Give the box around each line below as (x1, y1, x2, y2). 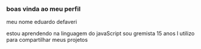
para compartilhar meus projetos (6, 36, 88, 44)
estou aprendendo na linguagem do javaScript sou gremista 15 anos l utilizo (6, 30, 195, 37)
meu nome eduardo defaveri (6, 19, 77, 26)
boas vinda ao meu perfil (6, 5, 81, 13)
